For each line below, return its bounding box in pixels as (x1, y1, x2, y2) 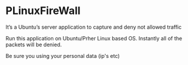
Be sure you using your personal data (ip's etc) (5, 52, 120, 59)
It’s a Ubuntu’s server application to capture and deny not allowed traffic (5, 23, 182, 30)
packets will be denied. (5, 41, 62, 48)
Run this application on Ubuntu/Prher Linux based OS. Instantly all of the (5, 35, 182, 42)
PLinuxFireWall (5, 4, 81, 18)
